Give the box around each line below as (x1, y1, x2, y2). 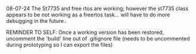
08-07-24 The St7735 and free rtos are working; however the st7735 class (6, 5, 189, 12)
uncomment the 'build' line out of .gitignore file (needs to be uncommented (6, 35, 190, 42)
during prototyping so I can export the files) (6, 41, 113, 48)
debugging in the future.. (6, 18, 67, 24)
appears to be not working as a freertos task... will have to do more (6, 11, 170, 18)
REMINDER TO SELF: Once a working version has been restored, (6, 29, 165, 36)
